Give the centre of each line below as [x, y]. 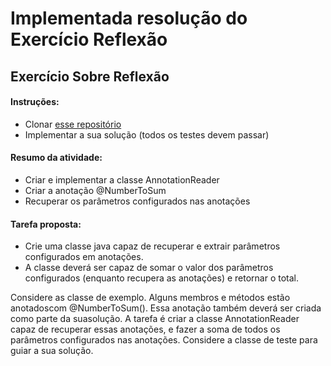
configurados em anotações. [84, 257]
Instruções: [35, 102]
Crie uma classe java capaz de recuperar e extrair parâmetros [152, 246]
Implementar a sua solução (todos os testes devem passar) [147, 134]
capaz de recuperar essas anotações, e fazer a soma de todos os [145, 329]
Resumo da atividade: [56, 158]
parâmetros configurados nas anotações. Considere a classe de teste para [164, 340]
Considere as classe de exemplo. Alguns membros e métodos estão [150, 298]
